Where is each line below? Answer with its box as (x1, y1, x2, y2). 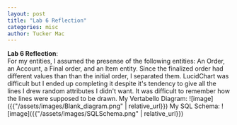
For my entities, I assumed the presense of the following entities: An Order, (7, 57, 225, 66)
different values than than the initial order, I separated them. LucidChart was (7, 72, 229, 81)
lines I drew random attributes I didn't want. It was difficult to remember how (7, 87, 230, 95)
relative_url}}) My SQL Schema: (128, 102, 221, 110)
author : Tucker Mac (7, 30, 65, 37)
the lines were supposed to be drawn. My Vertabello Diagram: (7, 95, 187, 103)
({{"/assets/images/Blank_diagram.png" (7, 102, 124, 110)
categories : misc (7, 23, 59, 30)
